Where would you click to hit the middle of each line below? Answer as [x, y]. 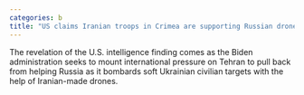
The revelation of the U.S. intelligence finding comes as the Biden [131, 52]
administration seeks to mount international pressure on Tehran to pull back [150, 62]
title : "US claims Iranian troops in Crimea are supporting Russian [141, 26]
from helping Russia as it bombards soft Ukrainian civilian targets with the [147, 71]
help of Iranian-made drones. [64, 81]
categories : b [36, 18]
